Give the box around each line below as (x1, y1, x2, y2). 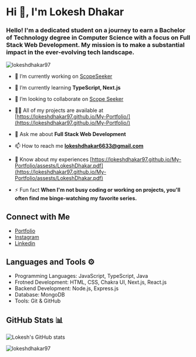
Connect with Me (6, 212, 70, 222)
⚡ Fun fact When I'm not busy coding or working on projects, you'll (14, 186, 181, 193)
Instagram (14, 234, 39, 241)
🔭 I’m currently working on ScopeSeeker (14, 73, 113, 80)
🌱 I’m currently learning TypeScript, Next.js (14, 84, 121, 91)
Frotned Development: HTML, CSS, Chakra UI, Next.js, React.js (14, 278, 167, 286)
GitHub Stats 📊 (6, 315, 63, 325)
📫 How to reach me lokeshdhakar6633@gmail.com (14, 142, 144, 149)
